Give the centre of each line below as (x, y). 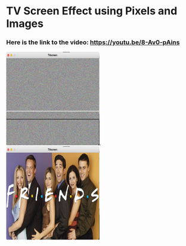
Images (25, 24)
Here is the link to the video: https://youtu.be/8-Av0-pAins (93, 42)
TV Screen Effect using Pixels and (92, 11)
